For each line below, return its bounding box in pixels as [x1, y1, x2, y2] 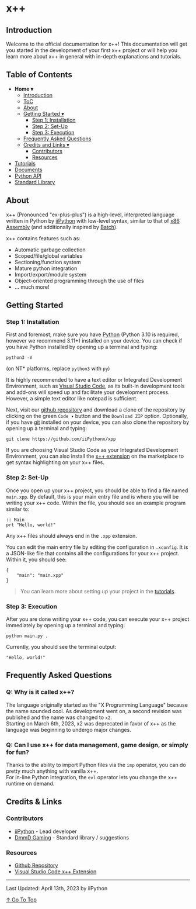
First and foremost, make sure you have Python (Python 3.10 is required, [6, 331, 180, 338]
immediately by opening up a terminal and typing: [6, 621, 125, 628]
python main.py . [6, 633, 48, 639]
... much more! [14, 283, 50, 291]
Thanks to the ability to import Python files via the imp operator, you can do [6, 761, 187, 768]
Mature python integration [14, 265, 78, 272]
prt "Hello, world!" [6, 522, 57, 528]
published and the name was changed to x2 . [6, 714, 113, 721]
